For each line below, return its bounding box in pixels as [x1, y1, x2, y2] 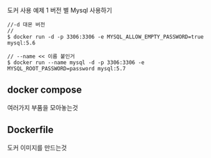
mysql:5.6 [7, 40, 36, 47]
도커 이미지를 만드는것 [7, 143, 68, 152]
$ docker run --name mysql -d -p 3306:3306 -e [7, 59, 145, 66]
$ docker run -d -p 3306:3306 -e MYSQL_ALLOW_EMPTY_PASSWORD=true [7, 33, 204, 40]
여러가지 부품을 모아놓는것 [7, 103, 79, 111]
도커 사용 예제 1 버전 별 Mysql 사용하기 [7, 6, 113, 14]
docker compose [7, 84, 82, 96]
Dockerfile [7, 124, 54, 136]
